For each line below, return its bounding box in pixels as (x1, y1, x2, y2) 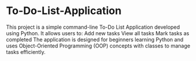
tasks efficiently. (6, 48, 46, 55)
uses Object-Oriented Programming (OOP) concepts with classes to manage (6, 42, 191, 49)
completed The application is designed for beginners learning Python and (6, 36, 184, 43)
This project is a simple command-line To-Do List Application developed (6, 23, 180, 30)
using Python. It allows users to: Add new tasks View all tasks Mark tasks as (6, 29, 190, 36)
